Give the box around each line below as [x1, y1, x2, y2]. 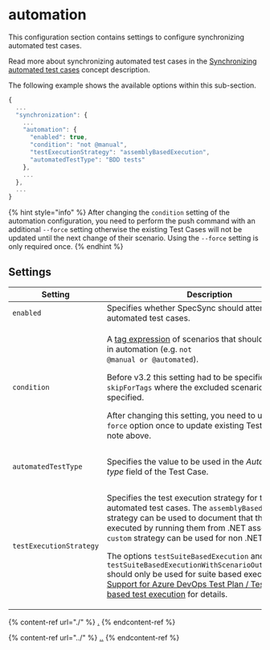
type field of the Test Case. [106, 466, 209, 477]
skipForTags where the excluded [106, 382, 229, 393]
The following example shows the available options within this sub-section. [8, 80, 257, 90]
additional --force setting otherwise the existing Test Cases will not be [8, 225, 243, 235]
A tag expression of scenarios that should [106, 333, 264, 345]
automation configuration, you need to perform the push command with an [8, 216, 256, 226]
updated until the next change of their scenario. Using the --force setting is [8, 233, 259, 243]
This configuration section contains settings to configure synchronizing [8, 32, 245, 42]
